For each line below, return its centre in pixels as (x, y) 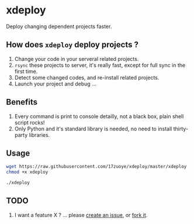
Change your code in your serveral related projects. (77, 58)
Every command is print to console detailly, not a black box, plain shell (99, 116)
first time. (26, 71)
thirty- (181, 129)
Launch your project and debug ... (55, 84)
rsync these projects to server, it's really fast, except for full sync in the (100, 65)
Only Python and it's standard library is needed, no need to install (93, 129)
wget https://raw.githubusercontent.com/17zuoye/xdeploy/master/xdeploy (96, 167)
